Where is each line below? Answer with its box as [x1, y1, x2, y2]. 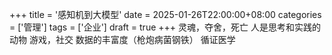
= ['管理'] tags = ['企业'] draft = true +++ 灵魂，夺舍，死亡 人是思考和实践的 [9, 21, 321, 33]
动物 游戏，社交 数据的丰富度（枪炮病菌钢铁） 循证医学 [9, 34, 236, 45]
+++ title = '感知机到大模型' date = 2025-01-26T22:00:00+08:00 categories [9, 9, 322, 20]
